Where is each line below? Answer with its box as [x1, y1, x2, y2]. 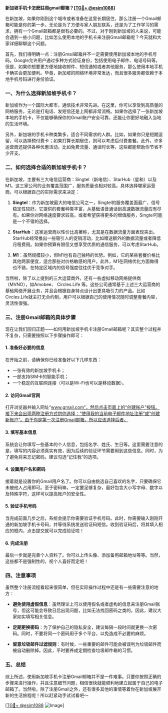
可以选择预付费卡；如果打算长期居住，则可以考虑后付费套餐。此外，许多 [13, 137, 163, 144]
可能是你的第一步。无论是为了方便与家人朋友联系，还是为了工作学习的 [9, 22, 154, 27]
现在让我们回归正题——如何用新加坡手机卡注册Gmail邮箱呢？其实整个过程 [5, 326, 157, 332]
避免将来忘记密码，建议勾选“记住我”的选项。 [9, 453, 101, 459]
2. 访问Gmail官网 [5, 392, 40, 398]
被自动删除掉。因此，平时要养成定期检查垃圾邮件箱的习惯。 [12, 647, 135, 653]
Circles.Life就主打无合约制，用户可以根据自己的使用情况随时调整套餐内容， [5, 293, 160, 299]
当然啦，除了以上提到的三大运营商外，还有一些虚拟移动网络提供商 [5, 275, 141, 281]
